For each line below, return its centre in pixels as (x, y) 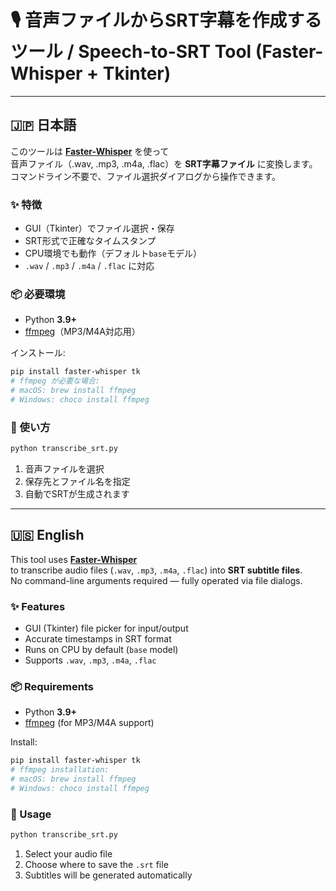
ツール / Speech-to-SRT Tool (131, 52)
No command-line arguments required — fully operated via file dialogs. (156, 580)
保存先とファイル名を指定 (77, 482)
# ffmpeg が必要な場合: (55, 381)
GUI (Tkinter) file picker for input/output (106, 628)
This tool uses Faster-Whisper (74, 559)
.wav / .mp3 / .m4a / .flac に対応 (89, 266)
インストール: (38, 353)
